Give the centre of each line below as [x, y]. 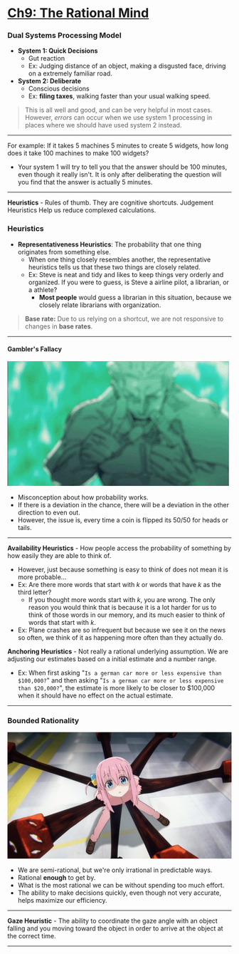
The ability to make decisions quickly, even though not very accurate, [119, 893]
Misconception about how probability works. [83, 497]
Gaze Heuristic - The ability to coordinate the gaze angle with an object [113, 921]
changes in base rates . [59, 326]
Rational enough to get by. [57, 877]
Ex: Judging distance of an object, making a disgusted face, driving [127, 66]
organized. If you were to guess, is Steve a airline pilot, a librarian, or [129, 282]
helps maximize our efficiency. [63, 900]
